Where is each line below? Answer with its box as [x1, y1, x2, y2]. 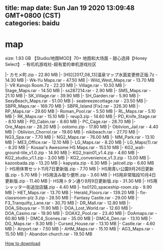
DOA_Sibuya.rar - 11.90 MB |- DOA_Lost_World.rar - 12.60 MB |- [5, 205, 133, 211]
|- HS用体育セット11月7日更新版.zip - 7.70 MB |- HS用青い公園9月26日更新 [5, 166, 154, 172]
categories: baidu [5, 19, 60, 27]
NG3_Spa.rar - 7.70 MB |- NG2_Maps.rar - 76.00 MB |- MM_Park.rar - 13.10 [5, 134, 155, 140]
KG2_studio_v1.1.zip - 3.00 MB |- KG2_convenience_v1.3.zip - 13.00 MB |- [5, 155, 151, 161]
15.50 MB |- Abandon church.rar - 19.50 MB [5, 231, 92, 237]
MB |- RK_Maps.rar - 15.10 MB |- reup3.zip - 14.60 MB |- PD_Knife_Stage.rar [5, 114, 157, 119]
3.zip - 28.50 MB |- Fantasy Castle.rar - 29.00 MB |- [35, 195, 140, 201]
